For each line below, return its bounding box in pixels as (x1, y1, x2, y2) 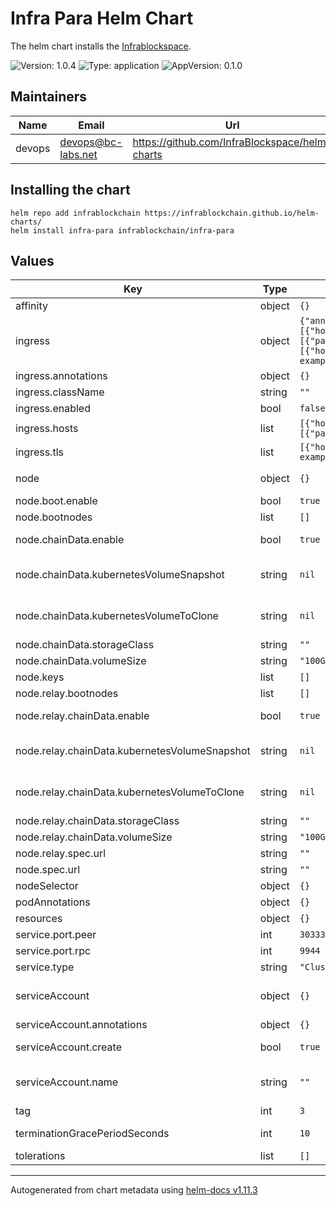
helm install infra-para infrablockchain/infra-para (10, 225, 235, 236)
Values (10, 252, 55, 269)
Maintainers (10, 88, 88, 106)
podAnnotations (15, 895, 91, 909)
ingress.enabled (15, 402, 91, 416)
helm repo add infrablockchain (10, 208, 141, 218)
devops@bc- (59, 135, 123, 149)
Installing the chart (10, 182, 131, 199)
